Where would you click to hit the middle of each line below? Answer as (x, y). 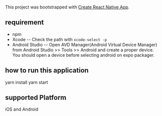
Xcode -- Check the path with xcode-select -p (60, 39)
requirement (25, 22)
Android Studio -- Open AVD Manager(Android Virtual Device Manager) (85, 45)
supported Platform (36, 98)
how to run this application (47, 70)
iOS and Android (22, 109)
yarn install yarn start (27, 82)
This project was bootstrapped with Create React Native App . (67, 7)
